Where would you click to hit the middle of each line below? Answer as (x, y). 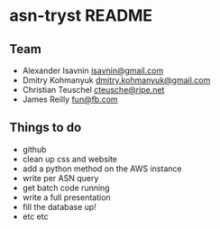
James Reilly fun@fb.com (70, 99)
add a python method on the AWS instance (102, 169)
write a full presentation (66, 197)
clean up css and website (70, 159)
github (34, 149)
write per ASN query (60, 178)
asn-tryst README (81, 16)
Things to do (46, 128)
